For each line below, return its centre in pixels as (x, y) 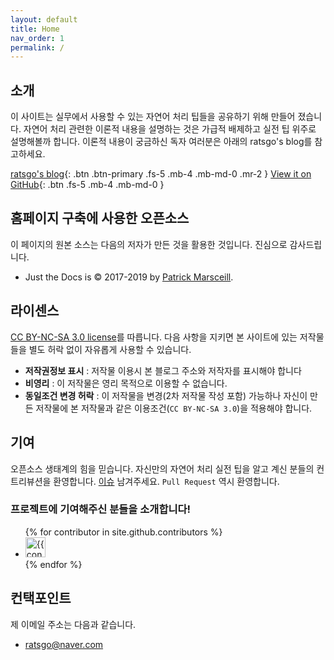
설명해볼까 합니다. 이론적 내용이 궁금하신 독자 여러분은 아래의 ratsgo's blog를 (161, 142)
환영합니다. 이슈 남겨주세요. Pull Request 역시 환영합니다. (166, 481)
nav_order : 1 (37, 38)
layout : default (44, 19)
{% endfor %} (53, 564)
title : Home (35, 29)
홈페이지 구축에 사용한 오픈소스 (100, 218)
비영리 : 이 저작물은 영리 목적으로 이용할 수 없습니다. (126, 383)
